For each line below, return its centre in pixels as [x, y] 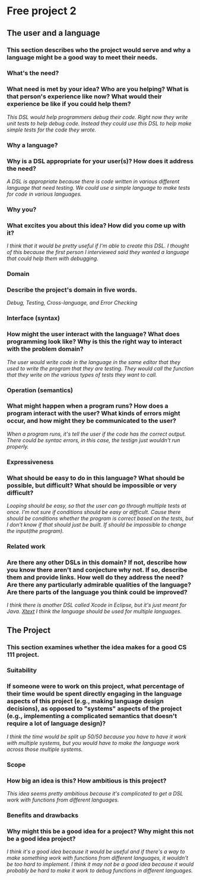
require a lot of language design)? [56, 724]
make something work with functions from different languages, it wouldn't [98, 858]
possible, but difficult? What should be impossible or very [92, 485]
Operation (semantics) [40, 390]
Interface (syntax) [33, 318]
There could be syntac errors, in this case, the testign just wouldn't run [93, 440]
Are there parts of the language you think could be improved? [97, 592]
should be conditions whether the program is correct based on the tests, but [100, 518]
